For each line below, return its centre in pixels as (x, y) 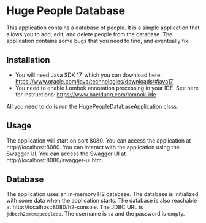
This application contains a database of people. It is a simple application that (103, 28)
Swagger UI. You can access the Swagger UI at (66, 154)
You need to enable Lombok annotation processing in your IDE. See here (107, 88)
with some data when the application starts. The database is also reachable (102, 201)
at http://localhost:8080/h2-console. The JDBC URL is (75, 207)
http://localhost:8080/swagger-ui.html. (55, 160)
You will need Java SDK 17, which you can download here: (89, 75)
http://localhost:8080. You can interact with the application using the (93, 147)
